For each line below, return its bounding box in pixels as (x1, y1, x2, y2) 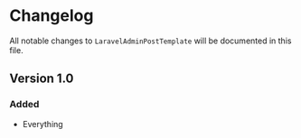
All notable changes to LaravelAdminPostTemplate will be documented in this (9, 35, 292, 46)
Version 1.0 (9, 71, 74, 87)
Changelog (9, 5, 94, 26)
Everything (22, 118, 63, 129)
